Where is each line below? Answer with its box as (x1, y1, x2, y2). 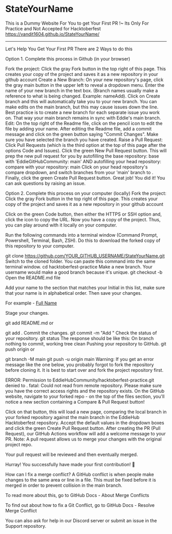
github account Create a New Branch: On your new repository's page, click (5, 77, 164, 83)
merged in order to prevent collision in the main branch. (5, 482, 123, 488)
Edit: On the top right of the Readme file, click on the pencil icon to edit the (5, 120, 163, 126)
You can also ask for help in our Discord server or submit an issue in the (5, 517, 157, 524)
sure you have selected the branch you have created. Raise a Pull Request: (5, 137, 163, 143)
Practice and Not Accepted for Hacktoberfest (5, 25, 101, 31)
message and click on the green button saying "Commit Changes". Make (5, 131, 159, 137)
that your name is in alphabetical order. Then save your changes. (5, 290, 142, 296)
